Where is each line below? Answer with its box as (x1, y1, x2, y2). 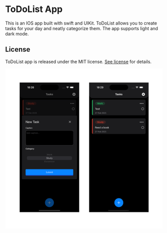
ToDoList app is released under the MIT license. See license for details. (5, 59, 151, 65)
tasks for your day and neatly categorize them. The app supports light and (5, 25, 158, 31)
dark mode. (5, 31, 29, 37)
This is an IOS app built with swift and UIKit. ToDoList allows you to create (5, 20, 157, 26)
